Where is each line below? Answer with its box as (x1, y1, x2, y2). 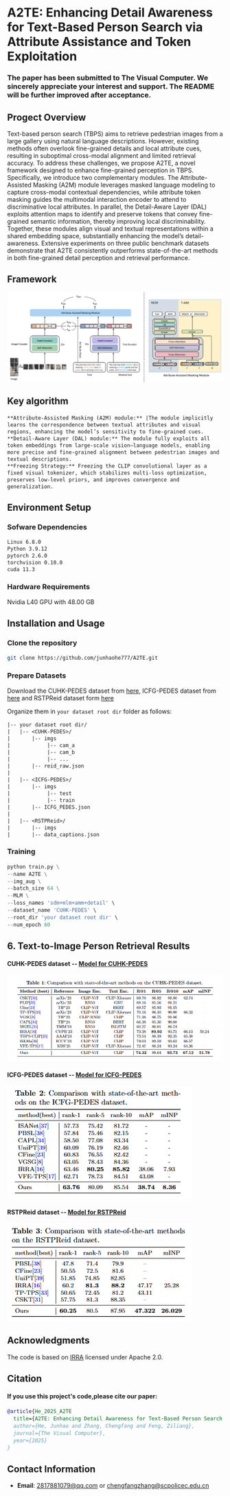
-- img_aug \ (7, 877, 41, 885)
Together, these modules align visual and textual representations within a (7, 225, 214, 233)
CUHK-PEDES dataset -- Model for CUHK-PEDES (7, 959, 148, 967)
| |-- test (7, 790, 72, 797)
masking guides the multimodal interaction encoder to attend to (7, 195, 187, 203)
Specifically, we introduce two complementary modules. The (7, 173, 179, 181)
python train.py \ (7, 863, 60, 870)
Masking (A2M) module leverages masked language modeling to (33, 181, 216, 189)
